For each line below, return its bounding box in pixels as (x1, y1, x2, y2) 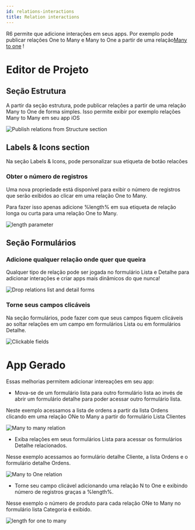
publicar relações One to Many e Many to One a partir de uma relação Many (6, 36, 187, 43)
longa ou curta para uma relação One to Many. (6, 209, 118, 216)
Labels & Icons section (6, 142, 90, 152)
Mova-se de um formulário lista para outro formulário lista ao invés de (14, 389, 183, 396)
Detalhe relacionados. (14, 442, 68, 449)
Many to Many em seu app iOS (6, 114, 80, 121)
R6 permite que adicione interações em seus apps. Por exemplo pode (6, 30, 174, 37)
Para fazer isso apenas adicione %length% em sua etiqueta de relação (6, 203, 176, 211)
